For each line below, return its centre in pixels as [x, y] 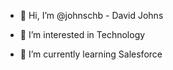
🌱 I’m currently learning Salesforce [91, 54]
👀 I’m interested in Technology [82, 34]
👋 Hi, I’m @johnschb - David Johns [91, 15]
